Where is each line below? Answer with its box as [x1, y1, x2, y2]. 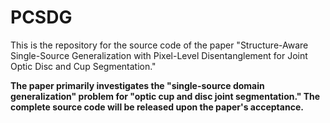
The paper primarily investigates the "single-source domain [10, 79, 265, 91]
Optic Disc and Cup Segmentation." [10, 60, 157, 72]
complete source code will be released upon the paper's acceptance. [10, 101, 304, 113]
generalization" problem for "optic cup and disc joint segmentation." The [10, 90, 321, 102]
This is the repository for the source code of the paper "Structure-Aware [10, 39, 309, 51]
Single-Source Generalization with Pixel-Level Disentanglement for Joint [10, 49, 308, 61]
